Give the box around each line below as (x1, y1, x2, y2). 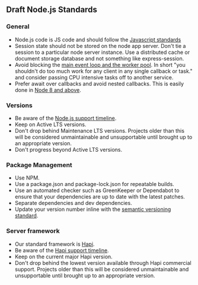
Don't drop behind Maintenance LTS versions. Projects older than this (14, 127, 185, 134)
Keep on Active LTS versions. (14, 121, 87, 128)
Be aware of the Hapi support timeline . (14, 246, 109, 254)
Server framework (6, 227, 60, 235)
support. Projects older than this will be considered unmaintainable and (14, 265, 189, 273)
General (6, 23, 30, 31)
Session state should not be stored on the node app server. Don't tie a (14, 42, 186, 49)
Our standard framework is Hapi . (14, 240, 95, 248)
